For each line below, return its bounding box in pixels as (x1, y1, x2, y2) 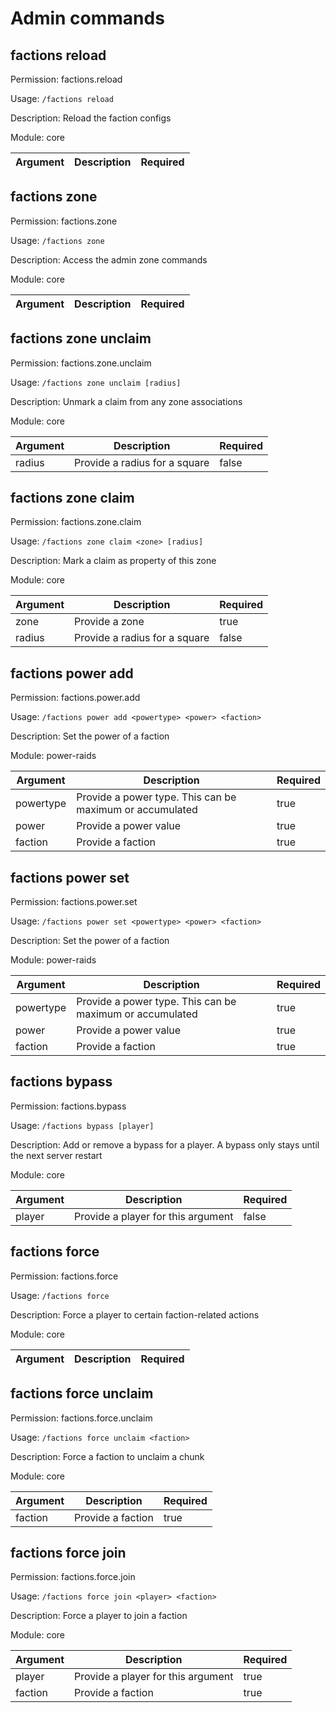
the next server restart (10, 1149, 103, 1161)
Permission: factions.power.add (10, 692, 141, 704)
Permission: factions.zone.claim (10, 516, 142, 528)
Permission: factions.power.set (10, 896, 138, 908)
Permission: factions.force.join (10, 1571, 136, 1583)
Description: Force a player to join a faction (10, 1610, 188, 1622)
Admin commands (10, 7, 165, 30)
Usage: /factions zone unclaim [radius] (10, 376, 182, 388)
